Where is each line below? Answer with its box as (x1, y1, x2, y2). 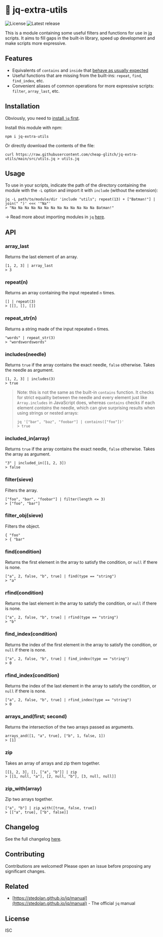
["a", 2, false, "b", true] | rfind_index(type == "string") (5, 698, 132, 703)
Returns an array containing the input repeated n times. (5, 290, 116, 296)
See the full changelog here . (5, 836, 62, 842)
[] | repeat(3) (5, 299, 36, 304)
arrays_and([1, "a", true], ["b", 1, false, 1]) (5, 733, 106, 739)
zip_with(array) (5, 785, 42, 792)
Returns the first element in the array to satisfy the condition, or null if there (5, 559, 158, 565)
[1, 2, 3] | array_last (5, 263, 54, 268)
